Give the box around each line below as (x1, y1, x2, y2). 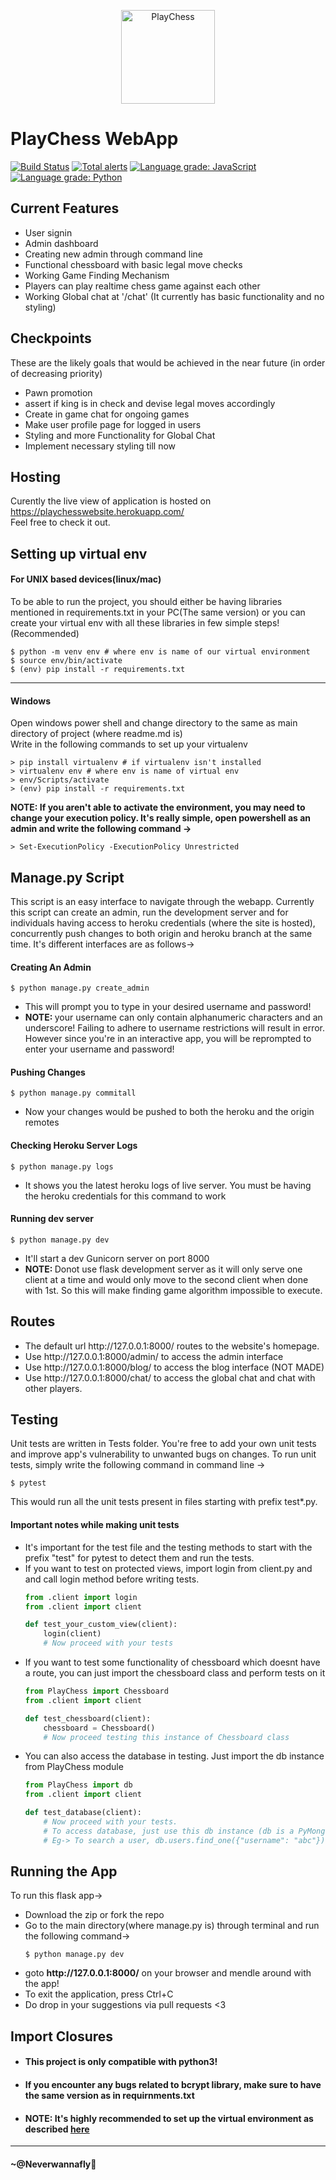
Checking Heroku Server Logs (10, 1139, 138, 1151)
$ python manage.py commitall (10, 1088, 137, 1099)
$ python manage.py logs (10, 1161, 114, 1172)
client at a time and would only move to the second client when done (24, 1273, 309, 1285)
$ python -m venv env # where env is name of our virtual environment (10, 646, 311, 657)
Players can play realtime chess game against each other (24, 280, 261, 292)
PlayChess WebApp (10, 128, 179, 150)
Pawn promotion (24, 386, 93, 399)
